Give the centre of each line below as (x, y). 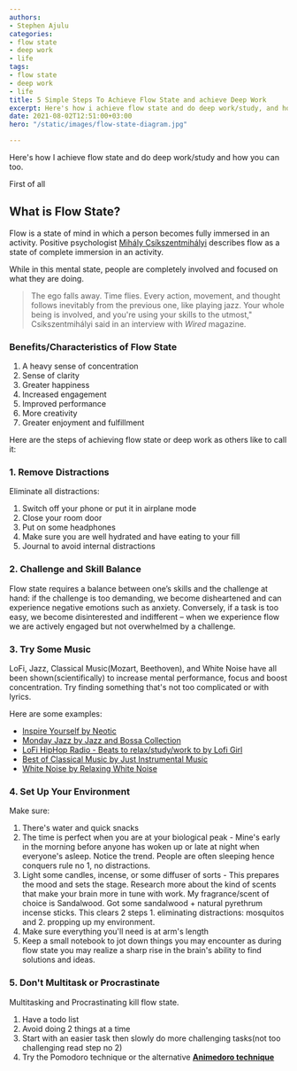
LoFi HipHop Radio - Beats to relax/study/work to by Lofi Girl (132, 750)
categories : (31, 34)
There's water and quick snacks (80, 828)
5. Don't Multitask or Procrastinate (85, 982)
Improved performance (64, 404)
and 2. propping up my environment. (88, 922)
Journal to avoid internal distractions (89, 547)
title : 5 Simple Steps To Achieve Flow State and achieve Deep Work (138, 100)
